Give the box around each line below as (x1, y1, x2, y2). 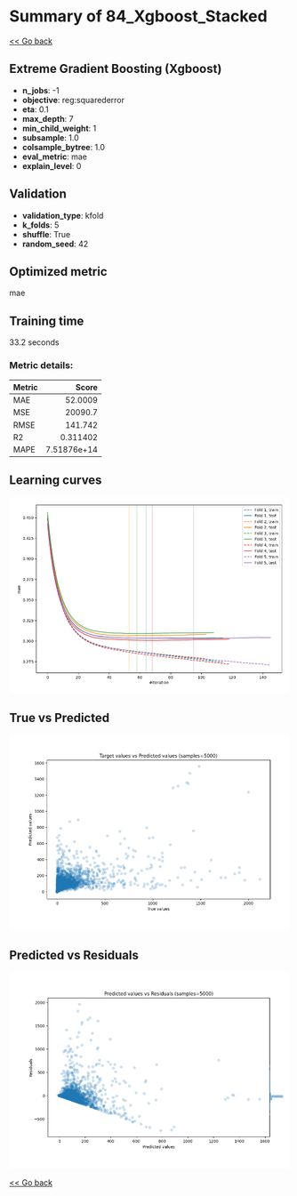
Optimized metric (9, 264, 108, 279)
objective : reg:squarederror (21, 94, 125, 105)
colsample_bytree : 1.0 (21, 141, 105, 152)
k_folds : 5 (21, 220, 60, 230)
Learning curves (9, 473, 102, 488)
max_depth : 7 (21, 113, 74, 124)
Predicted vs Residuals (9, 948, 140, 963)
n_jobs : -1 (21, 84, 60, 95)
